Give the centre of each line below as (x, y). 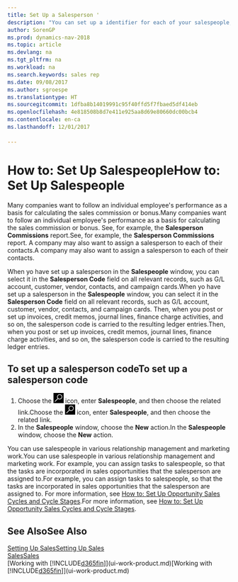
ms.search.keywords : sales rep (53, 74)
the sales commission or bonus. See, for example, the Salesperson (106, 227)
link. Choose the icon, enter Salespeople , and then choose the (114, 412)
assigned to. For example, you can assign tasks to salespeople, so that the (115, 479)
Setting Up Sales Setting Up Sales (56, 548)
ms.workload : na (31, 67)
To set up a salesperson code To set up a (97, 369)
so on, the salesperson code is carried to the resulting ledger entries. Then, (117, 324)
